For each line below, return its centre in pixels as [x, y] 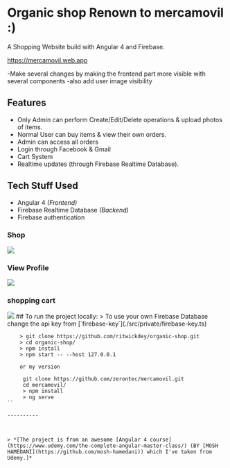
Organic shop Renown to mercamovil [115, 13]
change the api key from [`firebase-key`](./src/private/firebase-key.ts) [107, 324]
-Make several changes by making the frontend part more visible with [106, 74]
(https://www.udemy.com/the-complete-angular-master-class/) [97, 446]
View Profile [28, 267]
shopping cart [32, 301]
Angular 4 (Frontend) [47, 202]
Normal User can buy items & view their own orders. [92, 134]
